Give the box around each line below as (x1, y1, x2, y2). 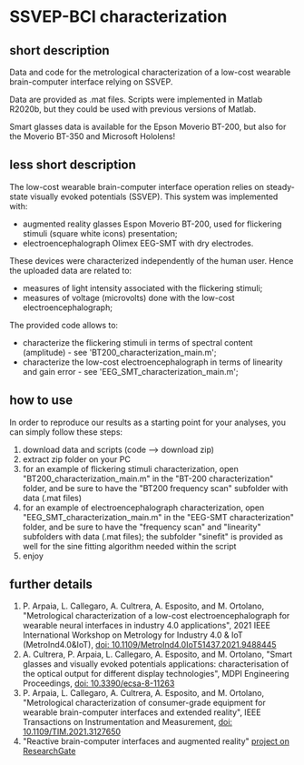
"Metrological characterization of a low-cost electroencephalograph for (22, 610, 290, 621)
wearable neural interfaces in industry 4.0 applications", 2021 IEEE (22, 620, 270, 631)
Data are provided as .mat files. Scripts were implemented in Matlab (9, 94, 263, 105)
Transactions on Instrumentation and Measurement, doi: (22, 717, 233, 728)
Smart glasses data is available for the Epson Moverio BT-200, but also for (9, 121, 287, 132)
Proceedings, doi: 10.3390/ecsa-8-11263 (22, 678, 175, 689)
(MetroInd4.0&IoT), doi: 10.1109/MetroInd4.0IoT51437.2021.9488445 (22, 639, 277, 650)
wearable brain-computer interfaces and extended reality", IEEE (22, 707, 261, 718)
